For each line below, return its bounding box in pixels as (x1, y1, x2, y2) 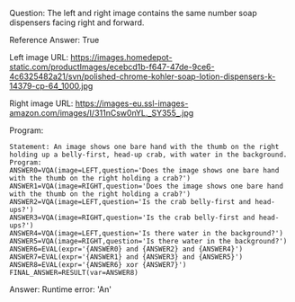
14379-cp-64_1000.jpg (9, 81, 94, 91)
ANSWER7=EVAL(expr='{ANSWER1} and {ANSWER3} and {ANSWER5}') (9, 253, 244, 262)
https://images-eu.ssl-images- (75, 98, 189, 109)
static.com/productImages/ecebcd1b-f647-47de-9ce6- (9, 62, 215, 72)
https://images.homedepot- (70, 52, 173, 62)
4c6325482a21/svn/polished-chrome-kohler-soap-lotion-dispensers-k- (9, 71, 276, 82)
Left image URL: (9, 52, 69, 62)
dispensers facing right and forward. (9, 17, 145, 28)
